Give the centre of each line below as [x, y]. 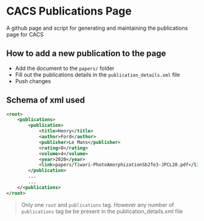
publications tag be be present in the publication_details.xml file [102, 211]
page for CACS [25, 34]
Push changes [33, 81]
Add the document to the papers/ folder [65, 68]
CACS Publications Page [69, 11]
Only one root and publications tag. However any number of [97, 205]
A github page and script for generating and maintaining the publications [97, 28]
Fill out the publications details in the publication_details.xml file [97, 75]
